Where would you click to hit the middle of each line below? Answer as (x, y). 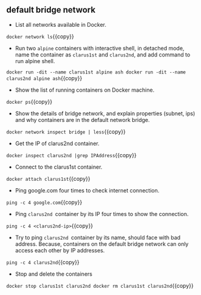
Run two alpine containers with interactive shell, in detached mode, (100, 48)
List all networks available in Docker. (60, 24)
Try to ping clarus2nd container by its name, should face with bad (98, 237)
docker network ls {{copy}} (40, 36)
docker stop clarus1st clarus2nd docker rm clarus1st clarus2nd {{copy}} (100, 285)
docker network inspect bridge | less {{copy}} (66, 131)
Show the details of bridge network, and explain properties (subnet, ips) (105, 113)
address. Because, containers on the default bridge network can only (102, 244)
